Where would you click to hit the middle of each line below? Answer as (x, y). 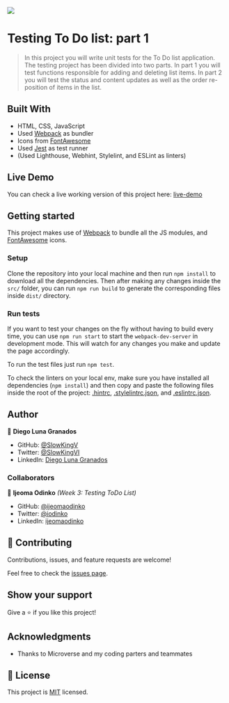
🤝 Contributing (40, 543)
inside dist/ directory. (39, 295)
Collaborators (31, 477)
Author (23, 414)
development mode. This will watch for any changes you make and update (114, 343)
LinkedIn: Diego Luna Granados (62, 459)
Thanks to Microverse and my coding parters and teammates (105, 654)
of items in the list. (76, 87)
